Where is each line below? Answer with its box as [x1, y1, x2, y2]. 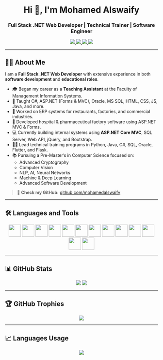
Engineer [70, 28, 93, 35]
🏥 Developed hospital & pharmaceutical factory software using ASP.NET [12, 119, 157, 125]
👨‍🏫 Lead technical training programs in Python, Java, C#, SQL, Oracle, [12, 142, 153, 148]
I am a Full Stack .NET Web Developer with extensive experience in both [5, 71, 151, 77]
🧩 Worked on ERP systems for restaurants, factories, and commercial [12, 109, 150, 114]
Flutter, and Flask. [12, 147, 48, 153]
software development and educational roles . [5, 76, 98, 82]
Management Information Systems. [12, 93, 82, 99]
